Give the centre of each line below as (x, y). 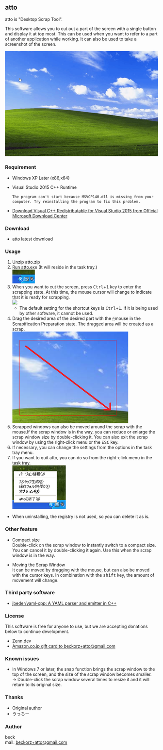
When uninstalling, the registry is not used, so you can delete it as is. (81, 517)
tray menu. (23, 452)
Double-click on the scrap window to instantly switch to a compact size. (84, 545)
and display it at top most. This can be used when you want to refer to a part (81, 33)
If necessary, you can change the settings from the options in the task (82, 448)
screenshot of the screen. (31, 44)
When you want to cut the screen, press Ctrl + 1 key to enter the (77, 287)
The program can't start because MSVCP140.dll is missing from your (83, 197)
